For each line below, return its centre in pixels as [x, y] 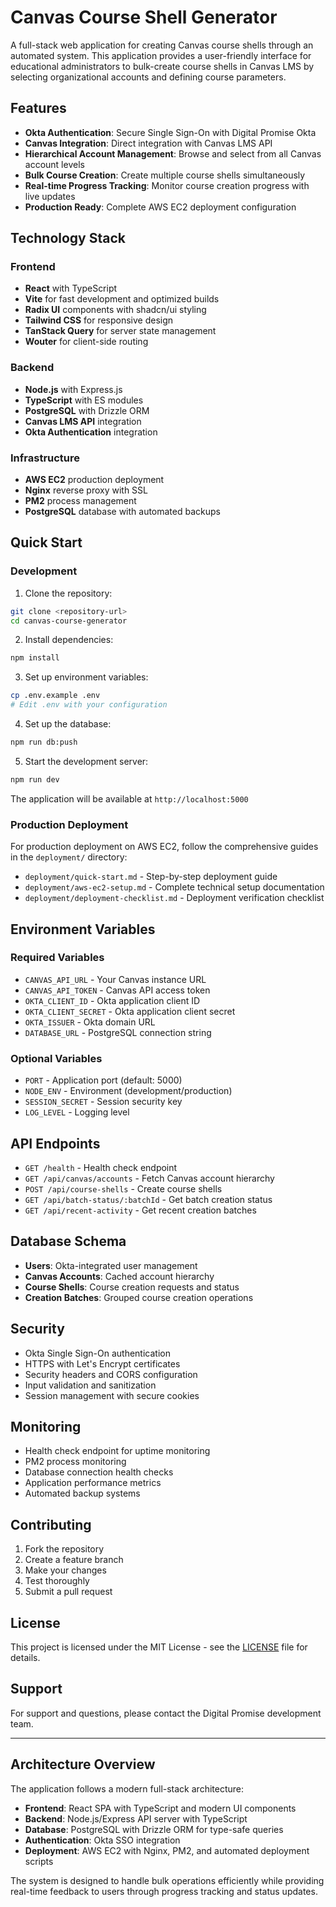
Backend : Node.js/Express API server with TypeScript [136, 1818]
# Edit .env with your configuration [89, 705]
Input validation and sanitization [90, 1385]
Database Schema [68, 1241]
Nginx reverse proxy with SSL [86, 490]
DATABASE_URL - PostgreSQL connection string [118, 1032]
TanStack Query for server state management [120, 331]
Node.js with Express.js [73, 389]
